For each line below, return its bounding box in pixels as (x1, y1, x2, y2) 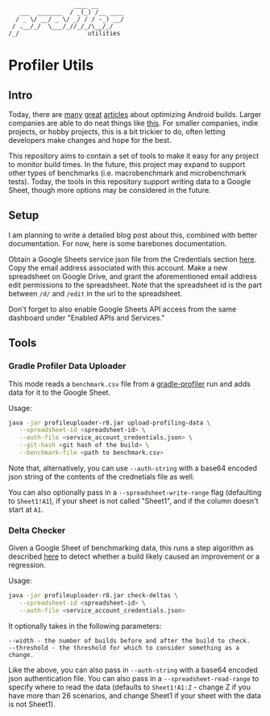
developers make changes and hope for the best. (8, 136, 172, 144)
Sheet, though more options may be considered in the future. (8, 186, 211, 195)
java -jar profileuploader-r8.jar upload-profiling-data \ (8, 418, 211, 427)
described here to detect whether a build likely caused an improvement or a (8, 551, 260, 562)
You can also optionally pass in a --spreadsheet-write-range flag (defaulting (8, 487, 262, 497)
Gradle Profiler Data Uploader (8, 361, 127, 372)
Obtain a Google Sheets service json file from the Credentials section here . (8, 254, 257, 264)
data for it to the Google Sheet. (8, 387, 111, 397)
